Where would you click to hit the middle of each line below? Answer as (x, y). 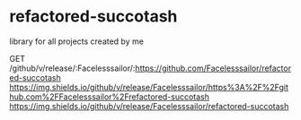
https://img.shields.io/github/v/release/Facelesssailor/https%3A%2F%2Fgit (149, 87)
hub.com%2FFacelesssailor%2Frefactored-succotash (109, 97)
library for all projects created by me (76, 41)
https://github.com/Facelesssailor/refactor (213, 68)
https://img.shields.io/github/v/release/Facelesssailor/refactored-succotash (149, 106)
